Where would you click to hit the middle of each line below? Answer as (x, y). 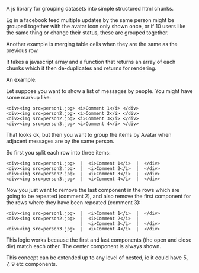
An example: (21, 80)
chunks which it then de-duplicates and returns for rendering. (81, 68)
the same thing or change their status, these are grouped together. (87, 33)
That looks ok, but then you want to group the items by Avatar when (89, 135)
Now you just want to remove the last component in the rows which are (93, 190)
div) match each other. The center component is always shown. (84, 246)
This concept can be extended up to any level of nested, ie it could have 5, (97, 258)
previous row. (23, 50)
